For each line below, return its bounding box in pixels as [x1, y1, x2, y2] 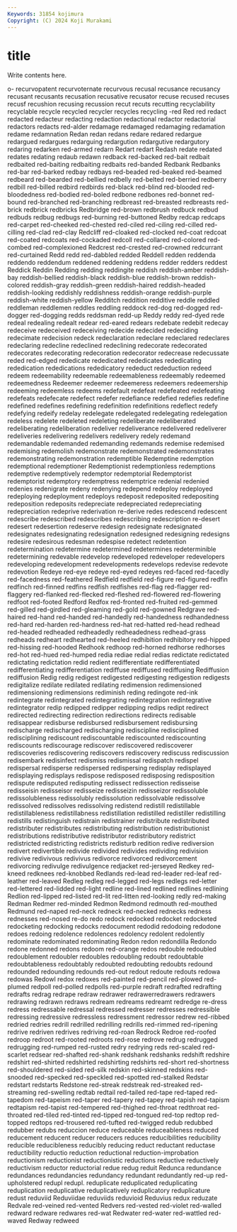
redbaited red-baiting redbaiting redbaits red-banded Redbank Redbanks [7, 160, 221, 169]
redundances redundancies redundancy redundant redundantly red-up [7, 1171, 214, 1179]
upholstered [7, 1179, 42, 1187]
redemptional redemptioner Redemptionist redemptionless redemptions [7, 462, 216, 471]
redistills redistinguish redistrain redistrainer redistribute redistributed [7, 817, 209, 825]
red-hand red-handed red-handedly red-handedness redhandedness [27, 613, 230, 621]
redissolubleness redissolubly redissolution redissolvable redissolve [7, 794, 205, 802]
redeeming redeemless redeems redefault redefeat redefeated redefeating [7, 386, 225, 395]
